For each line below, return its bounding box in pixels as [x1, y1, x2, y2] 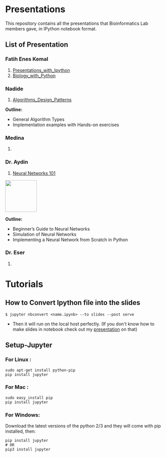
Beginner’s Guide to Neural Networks [12, 225, 90, 232]
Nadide [5, 85, 24, 92]
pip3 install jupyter [5, 447, 51, 452]
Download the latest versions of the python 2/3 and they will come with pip [5, 423, 161, 429]
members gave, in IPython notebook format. [5, 25, 97, 31]
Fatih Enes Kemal [5, 56, 48, 63]
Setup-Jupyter [5, 341, 52, 350]
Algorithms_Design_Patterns [12, 96, 72, 102]
